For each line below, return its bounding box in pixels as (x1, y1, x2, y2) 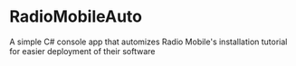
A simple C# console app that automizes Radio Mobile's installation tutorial (9, 36, 288, 47)
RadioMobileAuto (9, 6, 143, 27)
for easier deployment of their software (9, 45, 156, 56)
